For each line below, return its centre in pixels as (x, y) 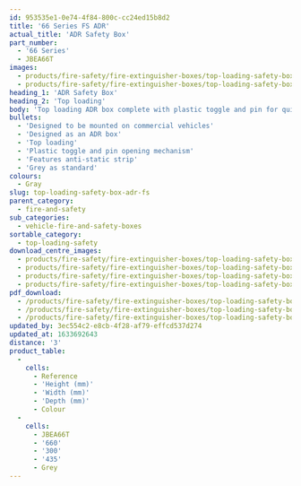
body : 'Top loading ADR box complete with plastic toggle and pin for (144, 109)
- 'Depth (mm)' (61, 401)
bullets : (26, 117)
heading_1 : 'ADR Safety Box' (64, 92)
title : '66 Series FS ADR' (60, 26)
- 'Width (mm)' (61, 393)
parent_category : (42, 201)
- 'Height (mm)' (63, 385)
